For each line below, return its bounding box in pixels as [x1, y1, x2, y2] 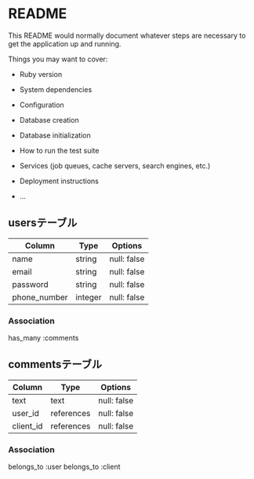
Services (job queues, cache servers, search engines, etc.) [19, 160, 211, 170]
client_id [12, 420, 43, 431]
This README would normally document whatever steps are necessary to [8, 31, 246, 40]
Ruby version [19, 69, 63, 79]
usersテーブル [8, 216, 78, 230]
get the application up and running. [8, 39, 122, 48]
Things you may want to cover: [8, 54, 108, 64]
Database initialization [19, 131, 92, 140]
